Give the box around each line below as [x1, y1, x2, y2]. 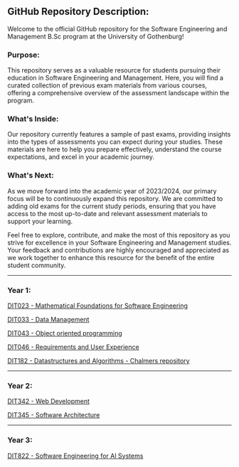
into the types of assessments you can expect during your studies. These [7, 138, 223, 146]
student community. [7, 261, 66, 269]
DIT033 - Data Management [7, 316, 90, 323]
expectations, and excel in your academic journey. [7, 153, 155, 161]
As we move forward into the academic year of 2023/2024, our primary [7, 186, 217, 195]
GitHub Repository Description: [7, 6, 149, 18]
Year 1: [7, 285, 31, 295]
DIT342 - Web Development [7, 397, 90, 406]
